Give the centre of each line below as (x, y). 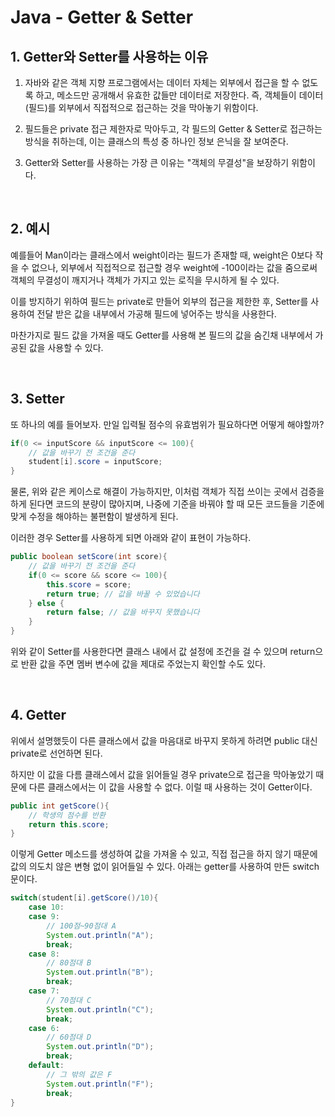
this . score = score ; (89, 584)
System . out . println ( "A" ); (100, 935)
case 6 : (44, 1028)
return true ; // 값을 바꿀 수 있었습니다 (123, 594)
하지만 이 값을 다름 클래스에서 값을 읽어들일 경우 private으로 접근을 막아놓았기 (162, 774)
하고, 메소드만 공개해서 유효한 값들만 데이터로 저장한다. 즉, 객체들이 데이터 (179, 95)
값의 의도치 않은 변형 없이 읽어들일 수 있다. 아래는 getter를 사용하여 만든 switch (165, 867)
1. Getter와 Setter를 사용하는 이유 (109, 56)
